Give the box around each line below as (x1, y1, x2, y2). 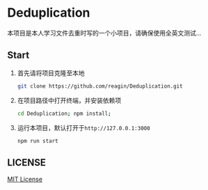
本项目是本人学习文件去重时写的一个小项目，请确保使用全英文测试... (7, 29, 202, 37)
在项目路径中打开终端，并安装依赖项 (17, 96, 122, 104)
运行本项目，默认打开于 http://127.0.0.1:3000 (17, 123, 151, 132)
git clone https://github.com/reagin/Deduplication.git (17, 82, 183, 90)
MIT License (7, 175, 43, 184)
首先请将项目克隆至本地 (17, 68, 85, 77)
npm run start (17, 137, 58, 144)
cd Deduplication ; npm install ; (17, 110, 111, 117)
